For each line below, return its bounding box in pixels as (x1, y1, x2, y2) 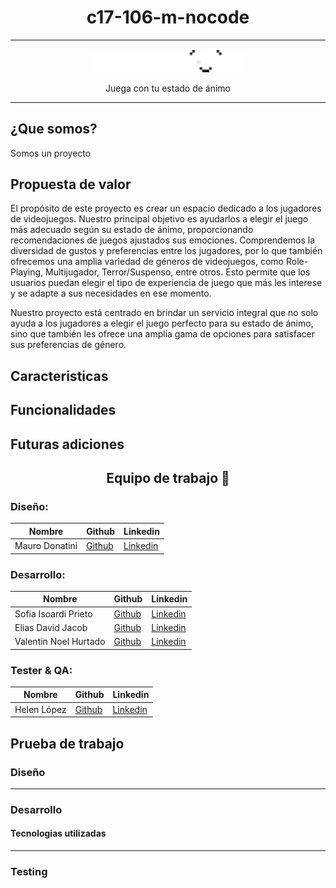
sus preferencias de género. (10, 339, 127, 351)
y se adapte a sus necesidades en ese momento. (10, 287, 212, 300)
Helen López (14, 703, 67, 715)
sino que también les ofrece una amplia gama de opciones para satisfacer (10, 328, 316, 340)
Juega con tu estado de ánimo (104, 82, 232, 94)
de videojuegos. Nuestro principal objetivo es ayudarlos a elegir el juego (10, 213, 309, 225)
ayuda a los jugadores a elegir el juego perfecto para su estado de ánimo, (10, 317, 314, 330)
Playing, (10, 266, 44, 278)
